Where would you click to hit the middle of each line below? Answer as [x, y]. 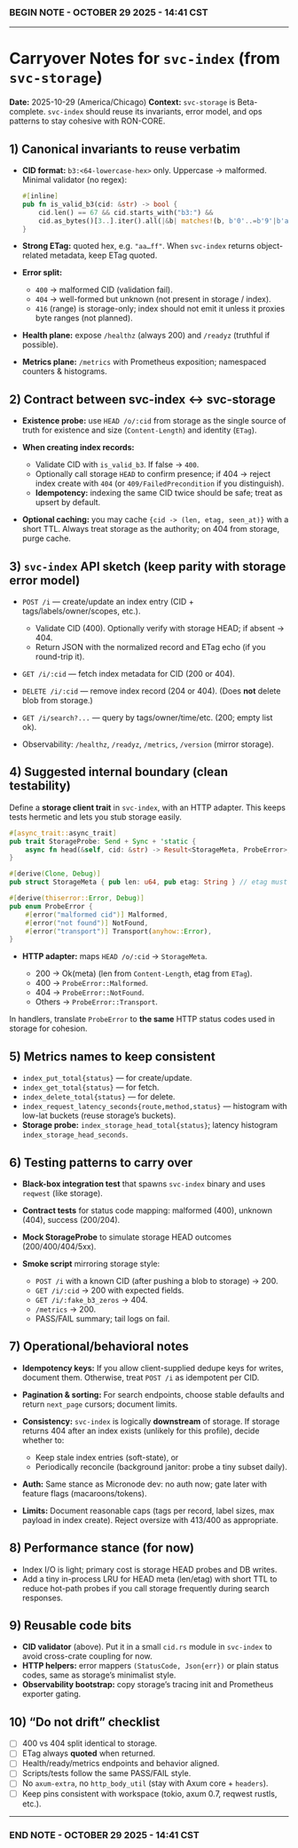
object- [270, 246]
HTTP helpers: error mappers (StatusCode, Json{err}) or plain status [150, 1666]
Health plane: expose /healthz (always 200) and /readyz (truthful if [146, 336]
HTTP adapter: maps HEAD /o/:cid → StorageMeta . [114, 956]
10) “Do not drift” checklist [85, 1721]
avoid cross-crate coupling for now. [87, 1656]
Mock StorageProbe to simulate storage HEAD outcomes [127, 1237]
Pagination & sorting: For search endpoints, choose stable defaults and [153, 1394]
